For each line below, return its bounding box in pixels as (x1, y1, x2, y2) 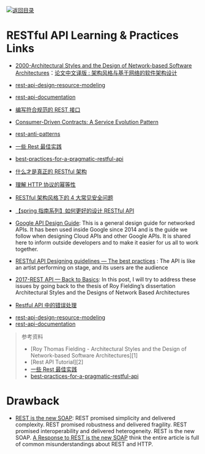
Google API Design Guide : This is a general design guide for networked (15, 219, 195, 227)
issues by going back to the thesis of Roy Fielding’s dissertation (15, 282, 176, 289)
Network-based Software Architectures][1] (30, 351, 138, 359)
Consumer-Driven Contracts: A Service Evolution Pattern (15, 118, 159, 125)
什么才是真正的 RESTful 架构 (15, 168, 87, 175)
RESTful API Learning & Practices (6, 28, 179, 42)
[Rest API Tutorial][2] (30, 358, 84, 366)
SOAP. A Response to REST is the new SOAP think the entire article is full (15, 434, 199, 441)
